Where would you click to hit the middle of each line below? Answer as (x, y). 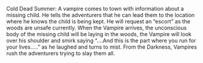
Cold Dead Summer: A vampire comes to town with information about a (95, 9)
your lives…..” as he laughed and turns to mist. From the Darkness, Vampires (101, 47)
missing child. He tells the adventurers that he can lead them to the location (101, 15)
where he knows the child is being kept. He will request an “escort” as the (98, 21)
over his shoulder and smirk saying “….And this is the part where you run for (101, 40)
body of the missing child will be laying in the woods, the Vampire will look (99, 34)
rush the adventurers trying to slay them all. (61, 53)
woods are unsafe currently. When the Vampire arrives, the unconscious (96, 28)
